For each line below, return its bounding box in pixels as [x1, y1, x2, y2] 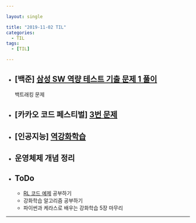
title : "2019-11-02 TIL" [6, 24, 66, 30]
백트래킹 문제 [14, 91, 45, 98]
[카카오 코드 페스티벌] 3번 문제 [14, 109, 118, 120]
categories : [6, 30, 35, 36]
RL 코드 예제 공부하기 [23, 190, 72, 197]
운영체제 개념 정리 [14, 153, 75, 163]
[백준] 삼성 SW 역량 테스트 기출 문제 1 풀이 [14, 74, 157, 84]
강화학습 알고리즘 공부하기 [23, 197, 83, 204]
